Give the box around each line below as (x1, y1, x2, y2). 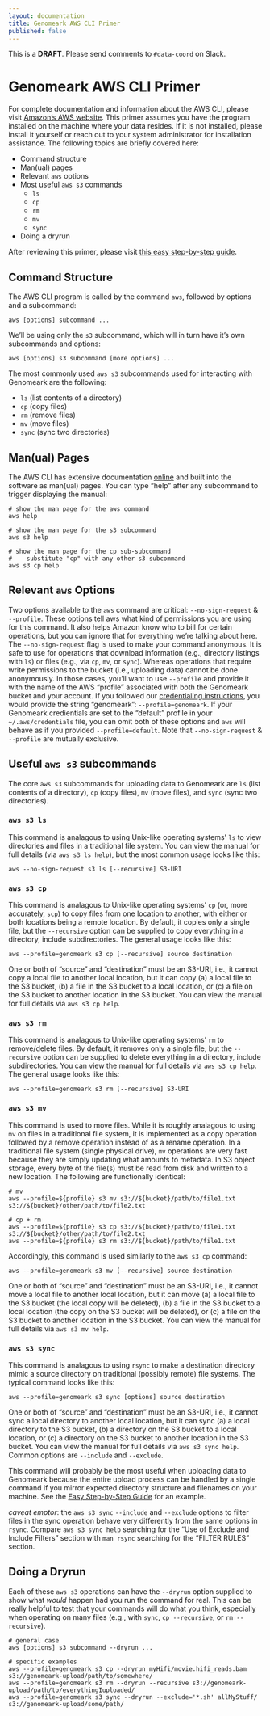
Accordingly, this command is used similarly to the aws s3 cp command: (8, 1250, 247, 1261)
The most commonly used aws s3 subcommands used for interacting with (8, 369, 252, 378)
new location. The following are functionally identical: (8, 1171, 185, 1181)
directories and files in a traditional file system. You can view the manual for (8, 841, 260, 850)
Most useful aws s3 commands (19, 179, 123, 190)
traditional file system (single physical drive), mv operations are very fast (8, 1145, 247, 1156)
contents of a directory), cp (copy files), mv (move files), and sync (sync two (8, 787, 258, 797)
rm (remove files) (19, 410, 77, 420)
